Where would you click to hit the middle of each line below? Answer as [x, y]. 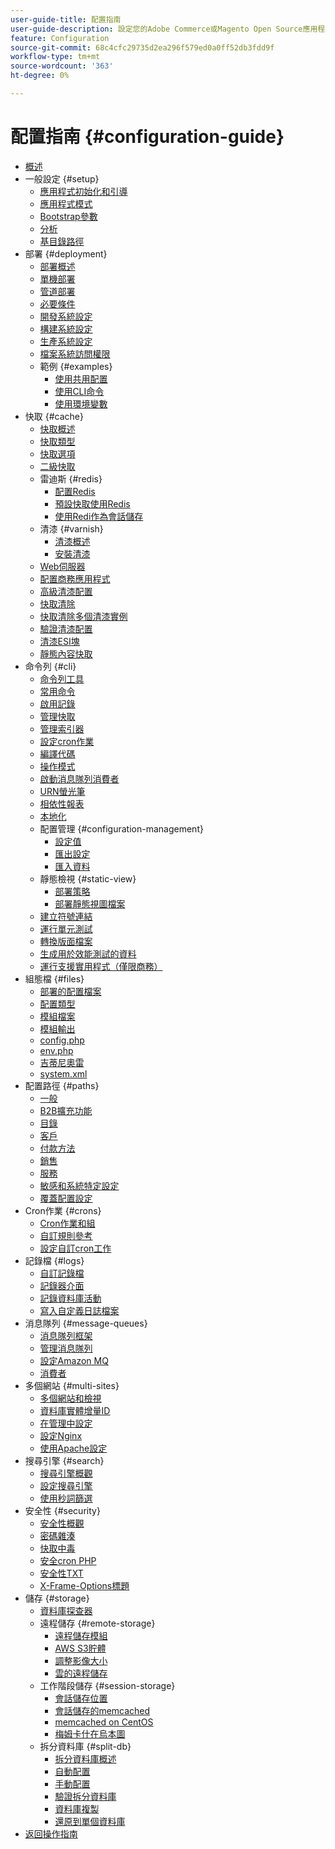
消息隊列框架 [66, 1335]
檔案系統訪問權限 [75, 353]
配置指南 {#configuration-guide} [147, 137]
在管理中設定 [66, 1423]
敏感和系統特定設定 [79, 1185]
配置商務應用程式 [75, 578]
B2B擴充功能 [66, 1110]
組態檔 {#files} [54, 978]
